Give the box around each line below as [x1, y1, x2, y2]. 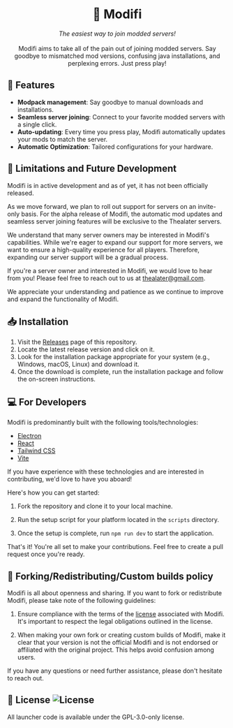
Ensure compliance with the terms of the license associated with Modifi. [17, 610, 225, 618]
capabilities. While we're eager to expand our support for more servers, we [7, 238, 223, 247]
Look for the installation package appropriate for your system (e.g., [17, 353, 211, 361]
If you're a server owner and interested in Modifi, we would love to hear [7, 266, 213, 275]
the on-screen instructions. [17, 375, 96, 384]
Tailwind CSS [17, 446, 56, 455]
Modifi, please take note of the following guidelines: [7, 597, 156, 604]
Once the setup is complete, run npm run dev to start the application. [17, 529, 214, 537]
